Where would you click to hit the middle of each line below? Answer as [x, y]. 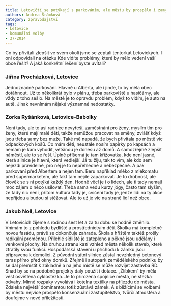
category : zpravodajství [32, 19]
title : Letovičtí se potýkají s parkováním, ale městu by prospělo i [81, 10]
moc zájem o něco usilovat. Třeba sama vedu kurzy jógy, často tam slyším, [84, 187]
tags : [11, 24]
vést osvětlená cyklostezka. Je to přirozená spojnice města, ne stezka [79, 276]
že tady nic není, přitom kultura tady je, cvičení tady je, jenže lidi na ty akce [84, 193]
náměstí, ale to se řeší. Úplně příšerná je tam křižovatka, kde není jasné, [80, 155]
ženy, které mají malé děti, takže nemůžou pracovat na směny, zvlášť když [83, 133]
